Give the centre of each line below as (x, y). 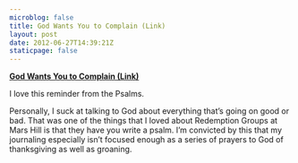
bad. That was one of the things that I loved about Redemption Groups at (144, 121)
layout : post (34, 34)
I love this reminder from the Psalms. (77, 94)
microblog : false (42, 17)
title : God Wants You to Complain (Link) (88, 26)
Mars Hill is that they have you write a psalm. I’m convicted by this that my (145, 130)
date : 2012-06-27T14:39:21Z (62, 43)
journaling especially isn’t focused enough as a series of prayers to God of (146, 140)
